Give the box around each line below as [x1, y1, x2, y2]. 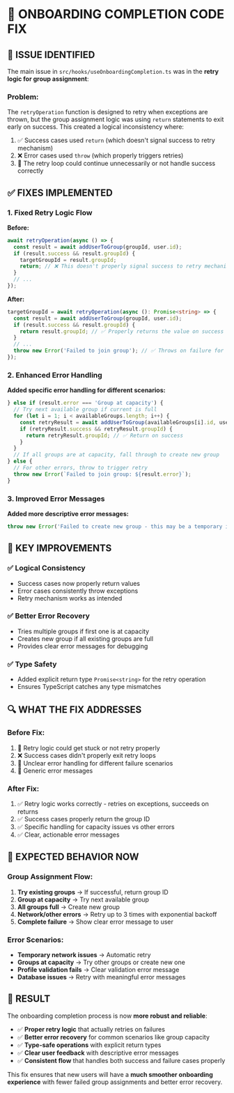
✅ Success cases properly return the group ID [17, 815, 150, 823]
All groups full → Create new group [17, 902, 120, 911]
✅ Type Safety [7, 659, 57, 669]
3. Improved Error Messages [7, 494, 105, 504]
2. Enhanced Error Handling [7, 370, 102, 380]
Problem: [7, 92, 39, 102]
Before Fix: [7, 728, 45, 738]
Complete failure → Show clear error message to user [17, 917, 174, 926]
